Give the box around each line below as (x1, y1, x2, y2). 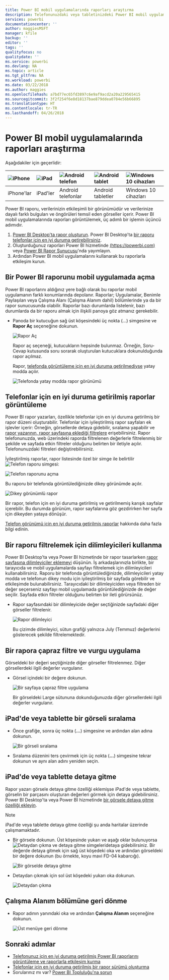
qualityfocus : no (5, 49, 42, 54)
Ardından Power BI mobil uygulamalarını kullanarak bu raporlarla (12, 253, 146, 259)
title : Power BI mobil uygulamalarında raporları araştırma (5, 7, 134, 13)
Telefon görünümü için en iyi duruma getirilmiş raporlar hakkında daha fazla (5, 521, 162, 527)
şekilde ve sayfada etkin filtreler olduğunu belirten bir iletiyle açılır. (5, 441, 142, 447)
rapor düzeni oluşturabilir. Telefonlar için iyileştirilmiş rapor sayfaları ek (5, 419, 152, 425)
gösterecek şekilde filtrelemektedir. (12, 631, 86, 638)
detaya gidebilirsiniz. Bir (105, 842, 155, 848)
